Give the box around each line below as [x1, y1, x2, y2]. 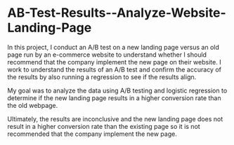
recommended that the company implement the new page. [7, 130, 177, 138]
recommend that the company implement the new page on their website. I [7, 57, 221, 66]
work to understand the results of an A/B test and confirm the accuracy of [7, 65, 221, 74]
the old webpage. [7, 101, 58, 109]
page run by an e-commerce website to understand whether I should [7, 50, 207, 59]
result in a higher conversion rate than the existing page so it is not [7, 122, 200, 130]
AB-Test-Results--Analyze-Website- [7, 5, 226, 21]
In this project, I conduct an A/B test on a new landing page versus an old [7, 43, 220, 51]
